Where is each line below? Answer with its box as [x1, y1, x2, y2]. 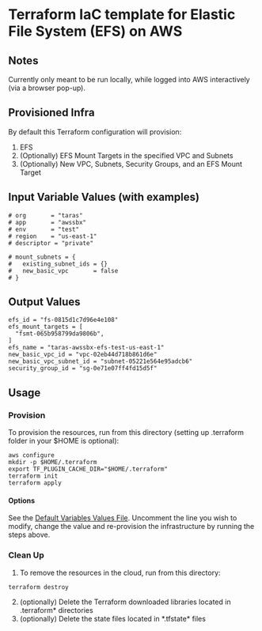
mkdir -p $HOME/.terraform [8, 459, 97, 467]
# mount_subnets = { [8, 253, 77, 261]
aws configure [8, 452, 55, 459]
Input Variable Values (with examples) [8, 191, 200, 204]
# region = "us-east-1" [8, 232, 97, 240]
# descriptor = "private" [8, 239, 93, 247]
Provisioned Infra [8, 106, 95, 119]
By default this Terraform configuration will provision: [8, 127, 182, 136]
